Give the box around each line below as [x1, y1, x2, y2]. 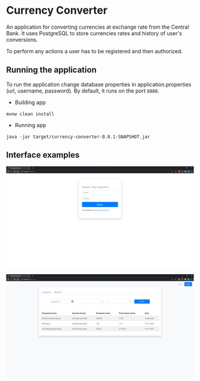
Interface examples [6, 150, 80, 160]
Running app [14, 121, 46, 128]
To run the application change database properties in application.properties [6, 81, 192, 88]
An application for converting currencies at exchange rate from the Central [6, 23, 189, 30]
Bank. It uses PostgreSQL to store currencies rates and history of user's [6, 29, 183, 36]
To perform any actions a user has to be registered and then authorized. [6, 47, 183, 54]
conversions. [6, 36, 38, 43]
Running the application [6, 65, 97, 75]
